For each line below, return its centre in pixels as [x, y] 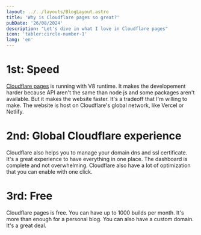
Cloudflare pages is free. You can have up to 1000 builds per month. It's [95, 212]
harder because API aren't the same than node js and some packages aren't [100, 92]
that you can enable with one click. [49, 171]
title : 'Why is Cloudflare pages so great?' [63, 17]
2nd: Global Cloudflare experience [94, 136]
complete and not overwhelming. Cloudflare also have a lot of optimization [98, 165]
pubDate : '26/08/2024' [35, 23]
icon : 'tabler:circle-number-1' [47, 34]
